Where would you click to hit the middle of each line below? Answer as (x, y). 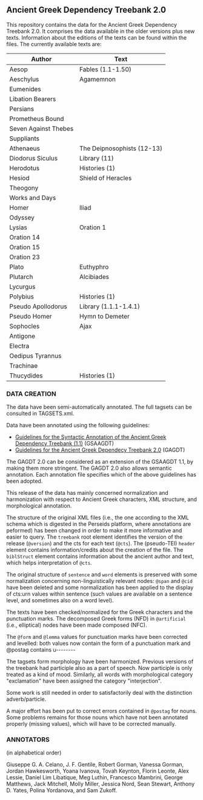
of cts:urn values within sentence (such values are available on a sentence (99, 594)
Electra (19, 346)
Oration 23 (25, 257)
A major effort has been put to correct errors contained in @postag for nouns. (101, 711)
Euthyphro (94, 267)
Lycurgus (22, 286)
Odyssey (22, 217)
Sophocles (25, 326)
